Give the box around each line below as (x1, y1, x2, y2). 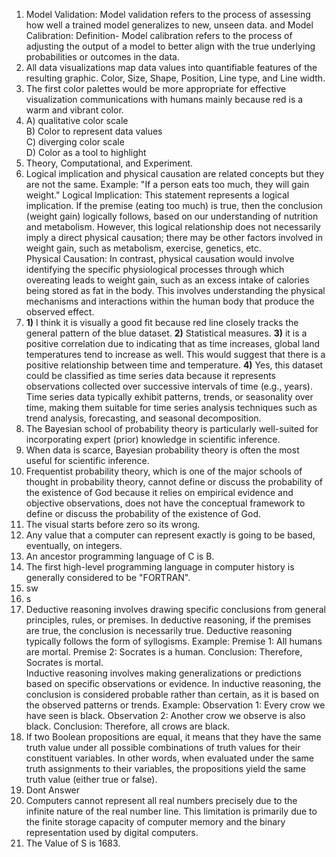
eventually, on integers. (25, 540, 123, 551)
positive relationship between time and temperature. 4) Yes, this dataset (25, 359, 324, 371)
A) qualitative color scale (25, 115, 129, 126)
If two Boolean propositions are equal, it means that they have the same (25, 731, 322, 743)
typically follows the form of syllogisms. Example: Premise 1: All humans (25, 635, 323, 647)
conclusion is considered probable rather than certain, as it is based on (25, 689, 319, 700)
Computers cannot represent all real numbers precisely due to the (25, 795, 298, 806)
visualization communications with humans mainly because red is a (25, 94, 304, 105)
